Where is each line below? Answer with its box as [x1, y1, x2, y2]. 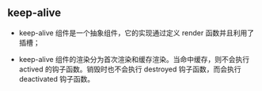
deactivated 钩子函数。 [18, 74, 95, 83]
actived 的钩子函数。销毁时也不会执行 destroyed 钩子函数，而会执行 [18, 64, 241, 74]
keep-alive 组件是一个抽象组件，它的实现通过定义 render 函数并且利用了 [18, 27, 255, 38]
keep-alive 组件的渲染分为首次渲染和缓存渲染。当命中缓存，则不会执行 [18, 54, 250, 64]
